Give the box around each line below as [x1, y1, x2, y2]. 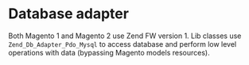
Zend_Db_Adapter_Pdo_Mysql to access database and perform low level [8, 39, 237, 48]
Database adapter [8, 5, 130, 23]
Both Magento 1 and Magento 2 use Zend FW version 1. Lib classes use [8, 31, 242, 40]
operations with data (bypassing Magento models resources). [8, 48, 210, 57]
